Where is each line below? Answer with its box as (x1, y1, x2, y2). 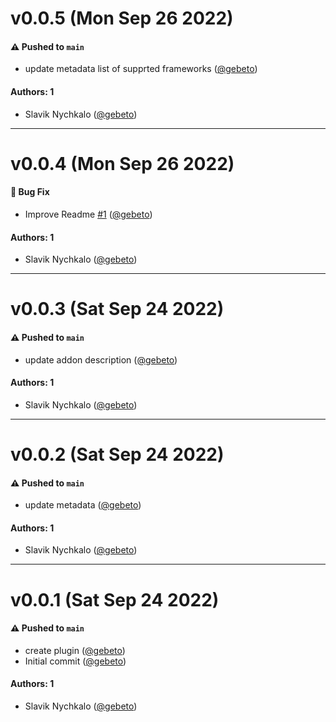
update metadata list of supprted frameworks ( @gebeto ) (24, 63, 258, 75)
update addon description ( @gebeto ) (24, 353, 178, 366)
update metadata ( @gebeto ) (24, 499, 142, 511)
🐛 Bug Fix (10, 186, 50, 198)
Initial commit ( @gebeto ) (24, 655, 127, 667)
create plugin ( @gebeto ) (24, 644, 126, 656)
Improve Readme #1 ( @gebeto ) (24, 208, 153, 220)
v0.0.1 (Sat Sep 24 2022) (10, 588, 220, 611)
